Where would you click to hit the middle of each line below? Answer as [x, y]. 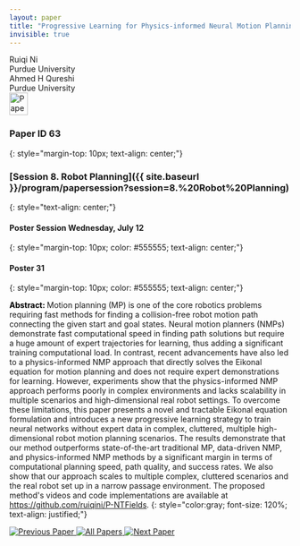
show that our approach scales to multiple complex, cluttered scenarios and [149, 476]
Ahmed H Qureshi [42, 79]
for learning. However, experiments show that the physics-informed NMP [144, 381]
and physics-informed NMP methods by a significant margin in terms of [141, 457]
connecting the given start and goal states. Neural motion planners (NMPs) [147, 324]
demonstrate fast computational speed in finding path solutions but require [147, 334]
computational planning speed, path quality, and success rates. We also [142, 467]
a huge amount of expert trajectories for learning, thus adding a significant [146, 343]
